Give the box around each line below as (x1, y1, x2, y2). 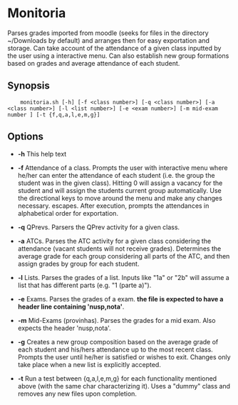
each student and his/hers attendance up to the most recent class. (17, 345, 214, 354)
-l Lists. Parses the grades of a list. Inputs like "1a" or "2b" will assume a (17, 273, 229, 281)
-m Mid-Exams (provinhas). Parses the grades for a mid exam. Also (17, 316, 216, 324)
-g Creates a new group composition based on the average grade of (17, 337, 219, 346)
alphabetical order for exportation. (17, 209, 119, 217)
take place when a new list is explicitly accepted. (17, 360, 162, 369)
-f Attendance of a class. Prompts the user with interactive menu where (17, 163, 228, 172)
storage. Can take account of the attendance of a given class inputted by (7, 44, 222, 52)
